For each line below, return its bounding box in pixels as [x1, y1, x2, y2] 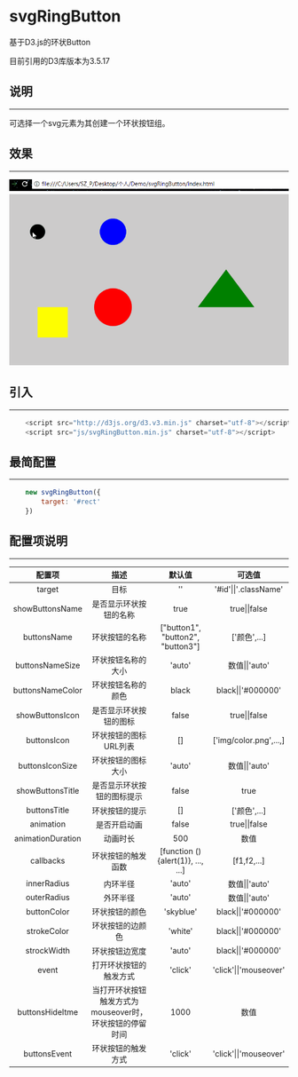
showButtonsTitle [16, 785, 80, 796]
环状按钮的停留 [91, 1018, 147, 1029]
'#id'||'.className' [214, 583, 284, 594]
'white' [168, 925, 193, 936]
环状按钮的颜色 [91, 907, 147, 917]
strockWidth [25, 946, 71, 956]
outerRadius [25, 892, 70, 903]
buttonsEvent [23, 1048, 73, 1058]
